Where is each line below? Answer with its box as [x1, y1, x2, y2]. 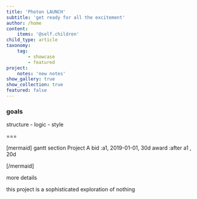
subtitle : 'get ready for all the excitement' [6, 14, 125, 21]
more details [6, 174, 37, 182]
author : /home [6, 20, 42, 26]
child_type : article [6, 37, 58, 43]
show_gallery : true [6, 76, 55, 82]
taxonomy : [6, 43, 31, 49]
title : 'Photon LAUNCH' [6, 8, 66, 15]
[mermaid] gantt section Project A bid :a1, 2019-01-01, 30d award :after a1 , [6, 144, 192, 151]
